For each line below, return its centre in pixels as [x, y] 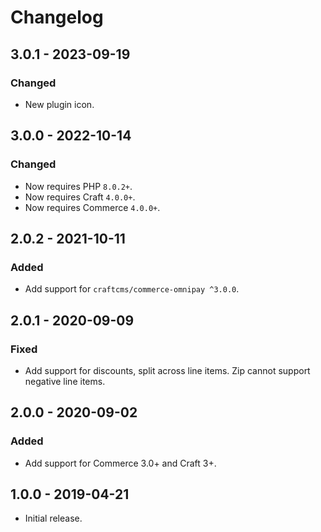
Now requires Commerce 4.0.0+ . [92, 207]
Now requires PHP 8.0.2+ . [78, 186]
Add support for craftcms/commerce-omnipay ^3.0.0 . [132, 289]
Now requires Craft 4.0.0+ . [80, 197]
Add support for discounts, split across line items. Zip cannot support [167, 370]
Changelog [57, 17]
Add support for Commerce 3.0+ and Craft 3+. [120, 463]
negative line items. [65, 381]
